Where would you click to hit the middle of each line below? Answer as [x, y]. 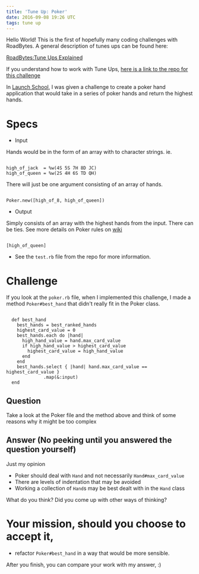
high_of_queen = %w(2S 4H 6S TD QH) [51, 174]
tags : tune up [24, 23]
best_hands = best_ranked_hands [57, 325]
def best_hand [29, 320]
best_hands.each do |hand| [50, 336]
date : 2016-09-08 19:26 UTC [41, 17]
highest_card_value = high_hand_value [75, 351]
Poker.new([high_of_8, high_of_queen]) [56, 200]
